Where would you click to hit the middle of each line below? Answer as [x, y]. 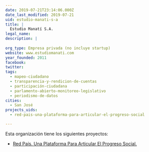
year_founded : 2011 [26, 58]
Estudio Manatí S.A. [32, 29]
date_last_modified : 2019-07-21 [40, 15]
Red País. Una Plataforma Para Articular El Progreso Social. [75, 143]
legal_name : [18, 34]
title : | [15, 24]
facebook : [16, 62]
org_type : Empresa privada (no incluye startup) [58, 48]
